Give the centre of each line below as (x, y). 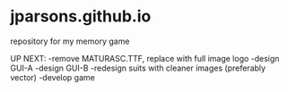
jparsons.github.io (81, 17)
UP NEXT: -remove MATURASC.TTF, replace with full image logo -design (145, 58)
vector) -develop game (52, 77)
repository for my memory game (70, 41)
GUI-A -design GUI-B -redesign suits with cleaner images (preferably (138, 68)
